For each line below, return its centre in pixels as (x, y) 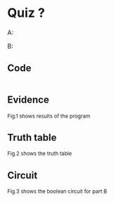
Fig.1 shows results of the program (49, 116)
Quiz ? (26, 13)
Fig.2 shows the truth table (40, 154)
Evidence (28, 100)
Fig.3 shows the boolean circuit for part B (57, 191)
